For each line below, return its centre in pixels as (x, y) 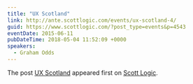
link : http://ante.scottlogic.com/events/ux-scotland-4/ (92, 20)
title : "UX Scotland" (39, 14)
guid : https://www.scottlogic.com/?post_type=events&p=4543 (97, 27)
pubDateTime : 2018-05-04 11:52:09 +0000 (67, 40)
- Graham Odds (34, 53)
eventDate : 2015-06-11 (40, 33)
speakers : (22, 46)
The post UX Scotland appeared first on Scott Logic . (83, 72)
